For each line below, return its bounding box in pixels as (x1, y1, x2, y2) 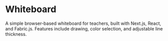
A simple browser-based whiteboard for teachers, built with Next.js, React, (5, 20, 161, 26)
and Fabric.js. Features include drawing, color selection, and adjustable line (5, 25, 163, 31)
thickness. (5, 31, 27, 37)
